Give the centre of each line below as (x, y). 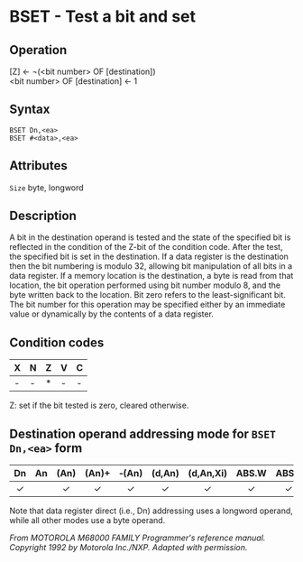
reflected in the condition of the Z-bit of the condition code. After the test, (146, 247)
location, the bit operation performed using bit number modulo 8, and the (145, 285)
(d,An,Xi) (208, 474)
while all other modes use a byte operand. (87, 521)
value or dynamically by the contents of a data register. (112, 314)
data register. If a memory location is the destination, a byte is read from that (151, 276)
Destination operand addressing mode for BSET (143, 433)
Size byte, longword (46, 188)
